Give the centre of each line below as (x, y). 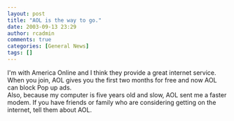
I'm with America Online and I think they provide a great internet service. (112, 72)
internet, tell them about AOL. (50, 110)
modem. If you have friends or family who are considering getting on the (112, 102)
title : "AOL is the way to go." (54, 20)
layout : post (26, 14)
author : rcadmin (31, 33)
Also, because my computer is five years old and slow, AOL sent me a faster (117, 94)
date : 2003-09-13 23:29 (42, 27)
